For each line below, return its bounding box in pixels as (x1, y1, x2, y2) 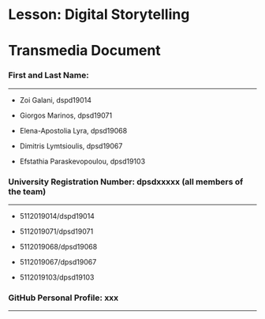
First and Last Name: (8, 69, 89, 81)
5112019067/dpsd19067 (19, 257, 97, 266)
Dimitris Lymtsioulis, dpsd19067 (19, 141, 123, 151)
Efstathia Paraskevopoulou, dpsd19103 (19, 156, 146, 166)
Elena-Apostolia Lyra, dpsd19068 (19, 126, 128, 135)
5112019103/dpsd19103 (19, 272, 95, 282)
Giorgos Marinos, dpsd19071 (19, 111, 113, 120)
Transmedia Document (8, 42, 162, 60)
